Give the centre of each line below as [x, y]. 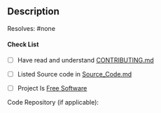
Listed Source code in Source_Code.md [74, 74]
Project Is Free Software [52, 88]
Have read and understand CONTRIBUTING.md [85, 60]
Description [33, 12]
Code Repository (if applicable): [53, 102]
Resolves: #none [31, 28]
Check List [23, 44]
